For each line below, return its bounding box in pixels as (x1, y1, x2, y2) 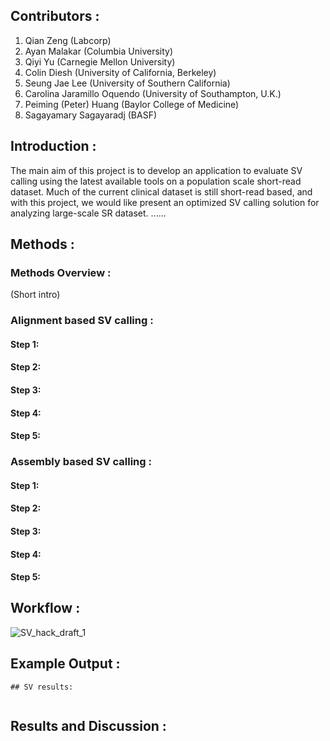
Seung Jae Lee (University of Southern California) (24, 77, 231, 89)
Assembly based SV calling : (10, 455, 152, 469)
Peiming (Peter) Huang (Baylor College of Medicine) (24, 98, 240, 110)
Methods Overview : (10, 265, 112, 279)
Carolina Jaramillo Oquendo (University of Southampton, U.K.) (24, 87, 282, 99)
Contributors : (10, 8, 100, 25)
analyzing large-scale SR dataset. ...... (10, 207, 167, 219)
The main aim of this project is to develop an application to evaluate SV (10, 164, 303, 176)
